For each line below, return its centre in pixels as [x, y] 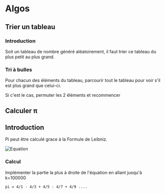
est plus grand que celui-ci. [33, 86]
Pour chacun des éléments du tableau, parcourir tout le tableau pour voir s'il [83, 80]
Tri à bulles [19, 70]
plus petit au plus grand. [30, 57]
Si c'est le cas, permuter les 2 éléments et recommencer [63, 95]
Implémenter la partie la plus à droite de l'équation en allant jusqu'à [74, 172]
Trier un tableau [30, 27]
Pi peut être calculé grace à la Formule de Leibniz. [56, 139]
